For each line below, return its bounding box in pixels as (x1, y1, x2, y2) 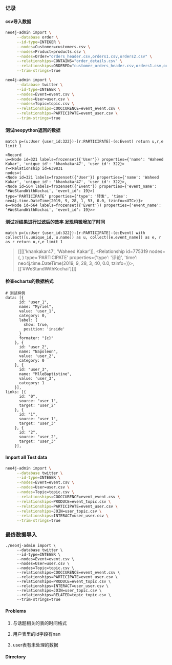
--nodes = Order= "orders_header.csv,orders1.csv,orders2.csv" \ (16, 54, 153, 59)
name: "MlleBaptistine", (18, 371, 72, 377)
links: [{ (5, 389, 27, 395)
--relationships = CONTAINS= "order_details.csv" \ (16, 58, 123, 64)
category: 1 (18, 381, 45, 386)
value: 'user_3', (18, 376, 56, 381)
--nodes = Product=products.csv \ (16, 49, 86, 54)
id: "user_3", (18, 367, 50, 373)
